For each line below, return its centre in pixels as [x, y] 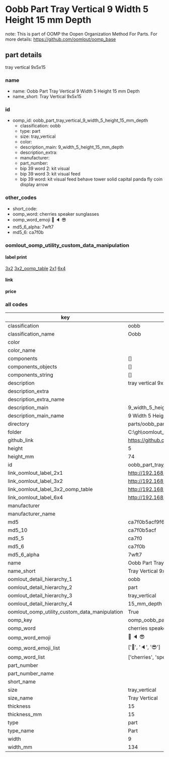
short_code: [25, 208]
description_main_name [36, 416]
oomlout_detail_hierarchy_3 [40, 596]
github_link [21, 440]
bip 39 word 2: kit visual [45, 169]
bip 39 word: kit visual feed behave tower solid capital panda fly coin [91, 179]
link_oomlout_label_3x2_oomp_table [50, 489]
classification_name [31, 334]
